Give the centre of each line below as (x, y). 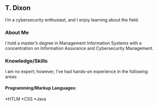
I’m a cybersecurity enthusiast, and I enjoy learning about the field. (72, 20)
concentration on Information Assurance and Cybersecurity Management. (79, 48)
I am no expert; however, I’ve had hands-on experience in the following (76, 72)
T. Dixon (18, 8)
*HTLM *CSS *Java (26, 99)
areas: (11, 77)
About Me (17, 32)
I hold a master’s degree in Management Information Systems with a (73, 43)
